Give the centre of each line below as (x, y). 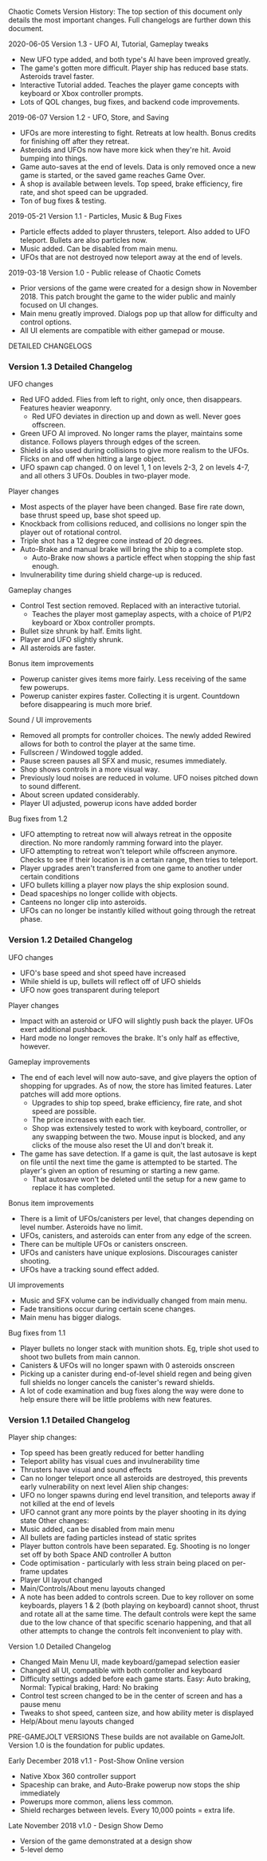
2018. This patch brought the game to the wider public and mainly (128, 296)
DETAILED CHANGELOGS (50, 346)
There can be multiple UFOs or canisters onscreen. (104, 1244)
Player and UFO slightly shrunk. (71, 640)
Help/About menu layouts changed (77, 1721)
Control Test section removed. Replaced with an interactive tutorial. (130, 605)
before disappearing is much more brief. (86, 704)
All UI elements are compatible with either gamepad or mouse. (122, 330)
